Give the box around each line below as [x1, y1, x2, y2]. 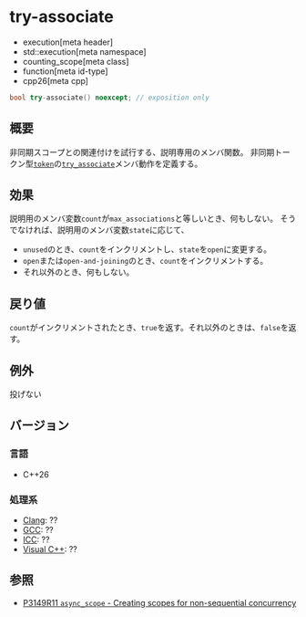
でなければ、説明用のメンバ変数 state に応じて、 [9, 225, 189, 235]
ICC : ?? [22, 534, 50, 545]
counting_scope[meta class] [22, 56, 129, 67]
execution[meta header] [22, 37, 114, 47]
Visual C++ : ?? [22, 544, 77, 555]
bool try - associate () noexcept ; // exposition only [9, 93, 209, 102]
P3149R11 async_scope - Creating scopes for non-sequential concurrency [22, 597, 297, 608]
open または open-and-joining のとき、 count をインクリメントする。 [22, 256, 269, 267]
